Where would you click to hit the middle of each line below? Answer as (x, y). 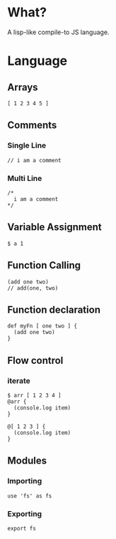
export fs (22, 529)
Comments (32, 125)
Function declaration (54, 309)
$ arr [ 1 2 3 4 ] (34, 396)
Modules (27, 461)
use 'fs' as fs (30, 496)
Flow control (35, 360)
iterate (19, 380)
